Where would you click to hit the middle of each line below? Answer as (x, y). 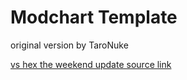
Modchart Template (94, 17)
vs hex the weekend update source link (91, 64)
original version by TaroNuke (69, 45)
